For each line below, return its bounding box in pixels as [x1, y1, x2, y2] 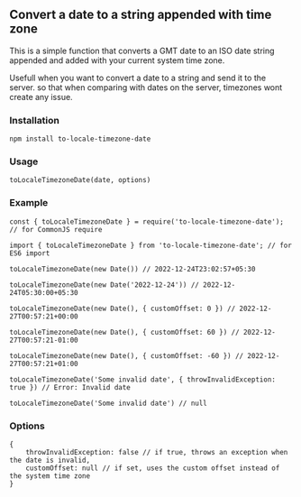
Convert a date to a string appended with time [9, 7, 272, 23]
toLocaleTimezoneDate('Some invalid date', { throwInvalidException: [9, 374, 277, 384]
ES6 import [9, 248, 50, 258]
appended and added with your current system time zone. [9, 54, 225, 66]
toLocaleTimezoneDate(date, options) [9, 176, 151, 185]
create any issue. [9, 91, 74, 102]
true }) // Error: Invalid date [9, 382, 131, 391]
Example [9, 197, 49, 209]
